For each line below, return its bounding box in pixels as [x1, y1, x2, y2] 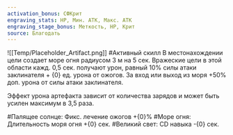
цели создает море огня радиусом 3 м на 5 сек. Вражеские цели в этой [7, 56, 222, 65]
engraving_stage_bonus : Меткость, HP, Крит [7, 23, 136, 30]
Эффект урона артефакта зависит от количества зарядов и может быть [7, 92, 220, 100]
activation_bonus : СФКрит [7, 10, 82, 17]
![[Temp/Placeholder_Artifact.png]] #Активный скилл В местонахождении [7, 49, 223, 57]
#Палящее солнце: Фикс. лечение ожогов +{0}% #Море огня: [7, 113, 191, 121]
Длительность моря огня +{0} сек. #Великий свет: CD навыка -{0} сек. [7, 120, 220, 129]
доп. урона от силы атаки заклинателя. [7, 78, 124, 87]
